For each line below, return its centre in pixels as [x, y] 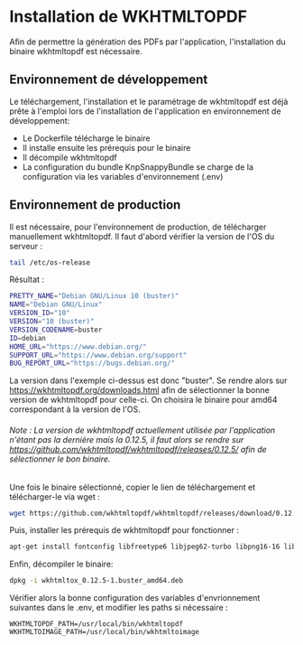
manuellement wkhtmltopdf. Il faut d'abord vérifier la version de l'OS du [142, 236]
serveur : [26, 246]
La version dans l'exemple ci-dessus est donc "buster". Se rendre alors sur [148, 380]
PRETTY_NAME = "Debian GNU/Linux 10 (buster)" [94, 296]
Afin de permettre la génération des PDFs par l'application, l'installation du [147, 42]
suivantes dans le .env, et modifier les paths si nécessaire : [119, 608]
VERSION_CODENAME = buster [56, 330]
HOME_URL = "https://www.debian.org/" [78, 346]
